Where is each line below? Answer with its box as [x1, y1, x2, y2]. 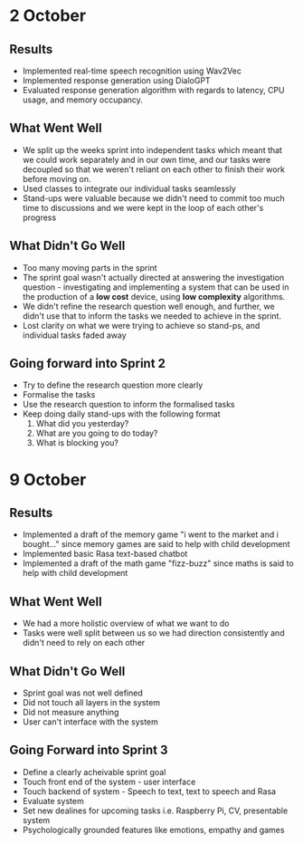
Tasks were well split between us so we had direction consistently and [22, 628, 285, 638]
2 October [9, 5, 87, 26]
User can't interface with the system [22, 716, 158, 727]
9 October [9, 469, 87, 490]
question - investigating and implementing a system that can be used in [22, 282, 289, 293]
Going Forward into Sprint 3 [9, 743, 168, 758]
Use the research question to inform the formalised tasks [22, 399, 235, 410]
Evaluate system [22, 795, 84, 806]
